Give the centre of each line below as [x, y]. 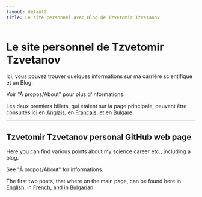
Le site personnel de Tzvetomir [85, 47]
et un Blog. [20, 83]
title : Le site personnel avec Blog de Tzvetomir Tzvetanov [83, 17]
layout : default [26, 12]
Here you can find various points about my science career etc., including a [99, 151]
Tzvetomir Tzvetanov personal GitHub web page [99, 137]
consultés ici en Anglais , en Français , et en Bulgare [69, 112]
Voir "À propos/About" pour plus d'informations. [66, 94]
